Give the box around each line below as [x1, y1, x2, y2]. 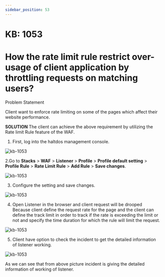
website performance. [5, 114, 50, 120]
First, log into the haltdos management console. [12, 138, 110, 144]
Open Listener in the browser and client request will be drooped [12, 201, 142, 207]
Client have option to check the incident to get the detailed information [12, 236, 157, 242]
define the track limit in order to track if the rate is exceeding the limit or [12, 212, 159, 218]
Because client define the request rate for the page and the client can [12, 207, 154, 213]
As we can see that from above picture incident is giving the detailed [5, 261, 145, 267]
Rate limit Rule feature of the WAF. [5, 129, 75, 135]
